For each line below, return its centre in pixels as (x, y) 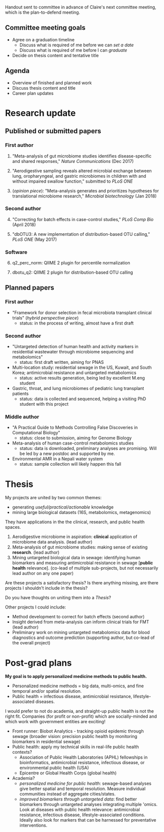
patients (20, 394)
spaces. (13, 527)
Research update (40, 113)
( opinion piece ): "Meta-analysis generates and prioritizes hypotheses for (85, 191)
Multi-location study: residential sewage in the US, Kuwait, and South (82, 368)
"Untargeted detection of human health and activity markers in (75, 347)
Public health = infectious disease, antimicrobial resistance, (72, 697)
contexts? (22, 752)
